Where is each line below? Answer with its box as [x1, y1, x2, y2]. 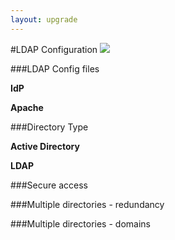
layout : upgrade [10, 14, 78, 25]
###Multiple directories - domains [10, 217, 151, 230]
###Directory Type [10, 121, 89, 133]
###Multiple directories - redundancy [10, 198, 165, 210]
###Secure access [10, 179, 88, 191]
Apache [10, 101, 44, 113]
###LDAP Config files [10, 62, 100, 75]
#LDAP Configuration [10, 43, 98, 55]
